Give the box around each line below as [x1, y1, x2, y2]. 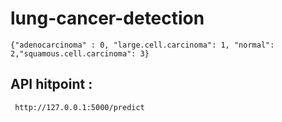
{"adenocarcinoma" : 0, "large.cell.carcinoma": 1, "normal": [10, 40, 275, 50]
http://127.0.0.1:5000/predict [14, 102, 145, 112]
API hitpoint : [10, 76, 93, 93]
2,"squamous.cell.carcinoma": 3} [10, 48, 150, 59]
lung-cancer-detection [10, 7, 205, 30]
